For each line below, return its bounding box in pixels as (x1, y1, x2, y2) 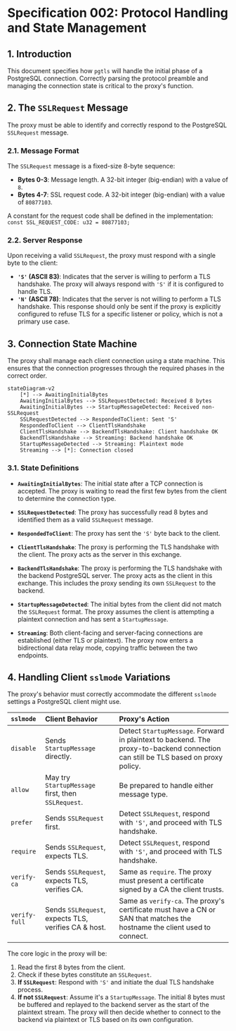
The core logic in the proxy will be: (7, 949, 107, 958)
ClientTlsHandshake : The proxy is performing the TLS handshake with (17, 543, 219, 551)
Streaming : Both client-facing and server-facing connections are (17, 629, 204, 637)
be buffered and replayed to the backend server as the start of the (17, 1001, 209, 1009)
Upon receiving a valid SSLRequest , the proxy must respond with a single (7, 252, 216, 260)
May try (44, 773, 70, 783)
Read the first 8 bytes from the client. (17, 963, 126, 972)
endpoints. (17, 650, 49, 660)
